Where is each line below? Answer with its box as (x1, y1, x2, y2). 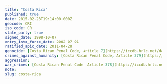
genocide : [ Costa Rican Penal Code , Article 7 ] (5, 48, 106, 53)
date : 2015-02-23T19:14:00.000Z (5, 16, 72, 21)
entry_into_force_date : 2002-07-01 (5, 40, 79, 44)
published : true (5, 12, 39, 17)
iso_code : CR (5, 26, 32, 31)
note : (5, 67, 16, 72)
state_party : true (5, 30, 43, 35)
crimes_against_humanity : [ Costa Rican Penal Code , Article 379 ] (5, 53, 143, 58)
